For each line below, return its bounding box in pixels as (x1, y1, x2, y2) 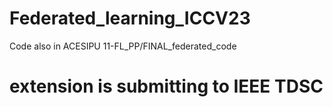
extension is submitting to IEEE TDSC (9, 75, 324, 98)
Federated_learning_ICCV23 (9, 7, 251, 30)
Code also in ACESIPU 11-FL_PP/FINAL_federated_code (9, 40, 237, 52)
